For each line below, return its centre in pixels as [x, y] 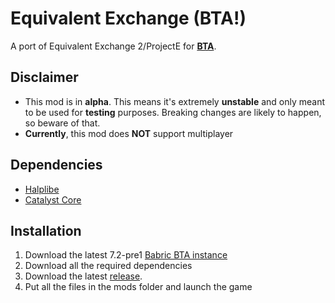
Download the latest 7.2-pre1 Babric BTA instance [126, 255]
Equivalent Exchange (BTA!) [128, 18]
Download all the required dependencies [108, 266]
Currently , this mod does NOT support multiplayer [129, 133]
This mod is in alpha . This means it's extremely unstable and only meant [175, 101]
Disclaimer [44, 77]
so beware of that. [62, 123]
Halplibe [42, 189]
